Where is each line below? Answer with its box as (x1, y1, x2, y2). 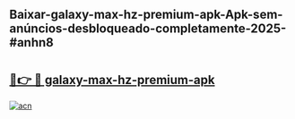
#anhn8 (9, 35, 54, 50)
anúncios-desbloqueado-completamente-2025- (9, 21, 287, 37)
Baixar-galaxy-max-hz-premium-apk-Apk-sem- (9, 7, 283, 22)
